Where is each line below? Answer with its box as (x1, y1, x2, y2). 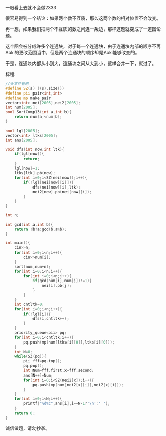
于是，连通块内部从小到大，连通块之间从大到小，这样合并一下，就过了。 (5, 60, 156, 66)
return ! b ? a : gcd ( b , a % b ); (14, 227, 67, 232)
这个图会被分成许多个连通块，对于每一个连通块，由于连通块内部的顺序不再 (5, 43, 161, 49)
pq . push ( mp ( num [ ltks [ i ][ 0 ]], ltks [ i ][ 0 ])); (23, 339, 115, 345)
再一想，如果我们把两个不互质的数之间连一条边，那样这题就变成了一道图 (5, 26, 156, 32)
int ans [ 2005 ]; (5, 138, 38, 143)
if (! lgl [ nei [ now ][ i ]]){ (23, 180, 74, 185)
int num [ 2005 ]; (5, 105, 38, 110)
